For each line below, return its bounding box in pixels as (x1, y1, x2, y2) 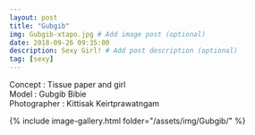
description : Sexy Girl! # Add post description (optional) (9, 46, 239, 55)
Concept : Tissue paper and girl (9, 80, 126, 89)
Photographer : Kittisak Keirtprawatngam (9, 98, 159, 108)
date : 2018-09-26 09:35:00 (9, 38, 110, 47)
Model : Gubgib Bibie (9, 89, 87, 99)
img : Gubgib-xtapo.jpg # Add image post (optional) (9, 30, 206, 38)
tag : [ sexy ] (9, 55, 54, 63)
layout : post (9, 13, 58, 22)
